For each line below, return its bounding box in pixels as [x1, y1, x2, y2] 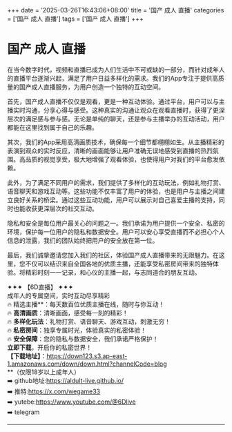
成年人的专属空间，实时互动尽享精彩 [7, 291, 110, 300]
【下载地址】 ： [7, 351, 47, 360]
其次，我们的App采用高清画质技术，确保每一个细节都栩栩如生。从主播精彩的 [7, 137, 224, 146]
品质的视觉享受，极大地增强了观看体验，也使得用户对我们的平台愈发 [25, 155, 219, 164]
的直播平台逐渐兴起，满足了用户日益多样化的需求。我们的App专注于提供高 [7, 74, 219, 82]
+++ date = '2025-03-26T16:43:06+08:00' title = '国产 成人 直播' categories [7, 6, 224, 14]
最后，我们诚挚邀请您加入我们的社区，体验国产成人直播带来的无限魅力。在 [7, 251, 219, 259]
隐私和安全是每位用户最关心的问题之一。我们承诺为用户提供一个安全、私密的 [7, 219, 225, 227]
